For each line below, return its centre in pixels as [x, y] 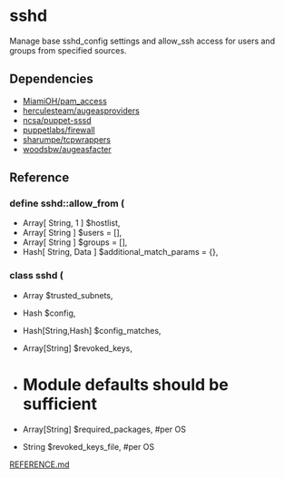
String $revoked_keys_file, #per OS [88, 446]
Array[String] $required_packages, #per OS [104, 429]
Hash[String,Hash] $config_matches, [92, 330]
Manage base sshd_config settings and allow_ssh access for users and [142, 41]
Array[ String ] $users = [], [72, 233]
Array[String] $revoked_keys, [78, 348]
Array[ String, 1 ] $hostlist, [71, 223]
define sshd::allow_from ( [67, 203]
